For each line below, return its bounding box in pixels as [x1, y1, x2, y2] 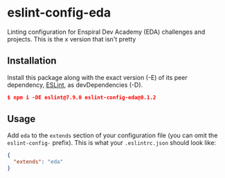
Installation [7, 55, 57, 67]
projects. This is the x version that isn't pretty [7, 34, 136, 43]
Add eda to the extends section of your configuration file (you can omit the [7, 131, 218, 139]
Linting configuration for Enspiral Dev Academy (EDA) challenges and [7, 28, 206, 36]
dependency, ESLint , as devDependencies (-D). [7, 81, 143, 89]
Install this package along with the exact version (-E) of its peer [7, 73, 188, 81]
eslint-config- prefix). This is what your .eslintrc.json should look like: [7, 139, 217, 147]
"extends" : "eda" [13, 159, 64, 166]
